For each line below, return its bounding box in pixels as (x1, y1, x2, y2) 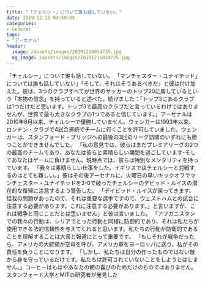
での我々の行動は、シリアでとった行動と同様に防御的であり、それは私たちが (6, 217, 199, 225)
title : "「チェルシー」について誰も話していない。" (6, 9, 122, 15)
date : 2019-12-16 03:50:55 (6, 15, 75, 21)
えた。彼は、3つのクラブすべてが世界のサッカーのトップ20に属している (6, 87, 188, 95)
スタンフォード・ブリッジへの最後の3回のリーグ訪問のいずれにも (27, 133, 192, 141)
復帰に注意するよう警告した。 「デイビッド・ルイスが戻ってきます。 (22, 187, 195, 194)
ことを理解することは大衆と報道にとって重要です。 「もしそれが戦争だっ (6, 233, 190, 240)
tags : (6, 32, 20, 38)
